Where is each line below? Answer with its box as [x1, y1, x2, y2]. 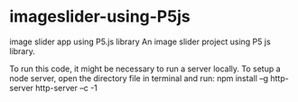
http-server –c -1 [35, 82, 98, 93]
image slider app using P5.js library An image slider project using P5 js [9, 36, 271, 47]
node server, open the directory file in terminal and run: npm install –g [9, 72, 269, 83]
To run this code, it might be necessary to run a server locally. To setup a [9, 63, 282, 74]
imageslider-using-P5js [9, 6, 191, 27]
